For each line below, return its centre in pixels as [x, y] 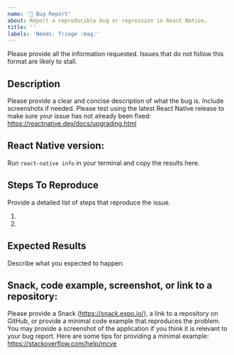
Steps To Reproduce [53, 185]
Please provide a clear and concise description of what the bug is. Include [116, 101]
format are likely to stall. [43, 62]
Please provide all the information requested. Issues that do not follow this [116, 54]
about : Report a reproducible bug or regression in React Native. [107, 21]
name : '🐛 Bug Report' [39, 14]
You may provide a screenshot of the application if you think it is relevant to [117, 329]
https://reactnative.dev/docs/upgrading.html [72, 124]
